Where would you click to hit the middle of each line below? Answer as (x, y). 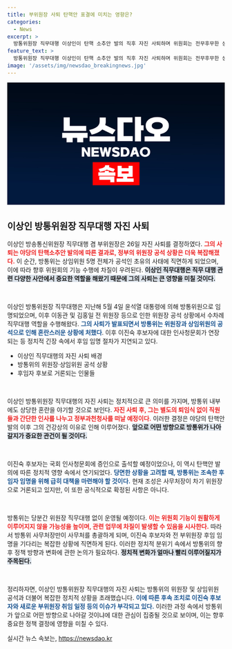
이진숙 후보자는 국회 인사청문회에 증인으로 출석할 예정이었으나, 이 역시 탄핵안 (110, 464)
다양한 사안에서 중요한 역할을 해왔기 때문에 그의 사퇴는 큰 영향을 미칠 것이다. (115, 279)
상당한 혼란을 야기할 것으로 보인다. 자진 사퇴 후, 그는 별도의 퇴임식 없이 (114, 410)
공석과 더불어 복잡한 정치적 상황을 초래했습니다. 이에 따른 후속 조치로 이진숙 (108, 598)
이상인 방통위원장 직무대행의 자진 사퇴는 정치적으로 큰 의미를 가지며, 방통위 (108, 402)
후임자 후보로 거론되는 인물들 (56, 373)
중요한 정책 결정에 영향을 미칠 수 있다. (58, 624)
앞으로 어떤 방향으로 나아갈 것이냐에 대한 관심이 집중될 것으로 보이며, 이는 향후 (119, 615)
